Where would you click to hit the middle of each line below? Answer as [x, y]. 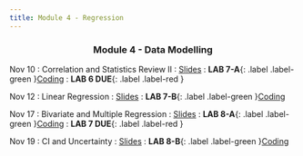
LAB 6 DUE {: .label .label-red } [127, 79]
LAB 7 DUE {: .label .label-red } [127, 123]
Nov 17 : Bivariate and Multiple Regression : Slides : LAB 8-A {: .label [136, 113]
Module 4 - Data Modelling [153, 49]
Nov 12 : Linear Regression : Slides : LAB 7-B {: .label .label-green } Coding [147, 96]
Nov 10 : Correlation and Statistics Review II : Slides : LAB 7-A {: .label [139, 69]
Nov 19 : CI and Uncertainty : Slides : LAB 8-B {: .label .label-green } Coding [149, 141]
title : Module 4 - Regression [67, 18]
